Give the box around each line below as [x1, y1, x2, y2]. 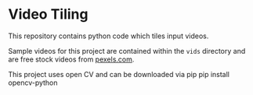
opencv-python [8, 78, 58, 87]
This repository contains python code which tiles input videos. [8, 31, 209, 40]
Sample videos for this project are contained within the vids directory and [8, 46, 246, 55]
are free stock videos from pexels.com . [8, 55, 135, 64]
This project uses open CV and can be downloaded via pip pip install [8, 69, 230, 79]
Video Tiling [8, 5, 89, 23]
